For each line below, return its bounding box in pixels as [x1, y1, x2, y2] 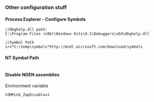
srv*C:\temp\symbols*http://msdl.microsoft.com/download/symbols [5, 44, 143, 49]
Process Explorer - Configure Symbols [5, 16, 86, 22]
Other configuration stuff [5, 4, 67, 11]
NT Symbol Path [5, 55, 40, 61]
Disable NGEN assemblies [5, 71, 60, 77]
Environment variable [5, 83, 49, 89]
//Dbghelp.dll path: [5, 27, 48, 32]
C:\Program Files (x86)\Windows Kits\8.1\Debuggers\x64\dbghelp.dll [5, 32, 150, 36]
